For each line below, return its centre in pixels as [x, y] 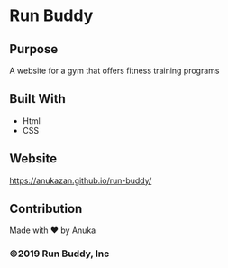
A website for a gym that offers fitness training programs [114, 70]
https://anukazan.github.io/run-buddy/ [81, 180]
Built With [37, 99]
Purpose [34, 49]
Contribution [46, 209]
